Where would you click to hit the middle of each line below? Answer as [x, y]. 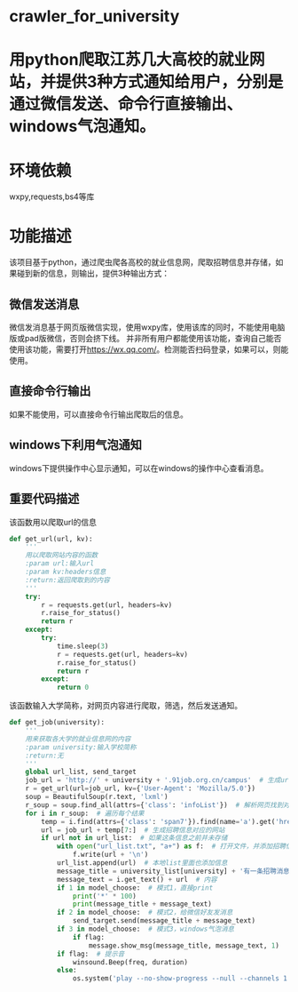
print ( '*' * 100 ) [105, 896]
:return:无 [44, 756]
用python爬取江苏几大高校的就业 [129, 60]
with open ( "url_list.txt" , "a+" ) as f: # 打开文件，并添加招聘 [171, 846]
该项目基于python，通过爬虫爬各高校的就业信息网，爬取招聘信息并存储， [142, 262]
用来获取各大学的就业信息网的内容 [78, 739]
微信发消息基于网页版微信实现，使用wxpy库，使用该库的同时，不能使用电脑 [147, 327]
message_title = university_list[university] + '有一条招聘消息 [173, 871]
